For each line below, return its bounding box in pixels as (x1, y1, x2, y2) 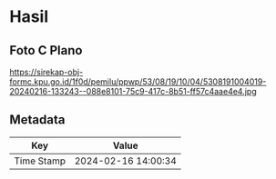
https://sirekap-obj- (9, 66, 84, 77)
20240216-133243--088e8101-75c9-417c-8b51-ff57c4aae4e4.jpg (9, 86, 257, 96)
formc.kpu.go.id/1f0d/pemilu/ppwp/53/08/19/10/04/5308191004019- (9, 76, 267, 87)
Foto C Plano (9, 43, 83, 58)
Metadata (9, 112, 66, 128)
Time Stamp (14, 154, 66, 167)
